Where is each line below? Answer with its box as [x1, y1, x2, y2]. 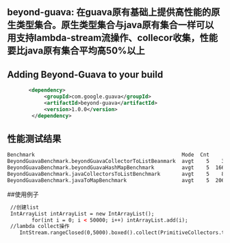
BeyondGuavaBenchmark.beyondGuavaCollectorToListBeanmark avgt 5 [7, 158, 210, 165]
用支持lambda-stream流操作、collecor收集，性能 [7, 32, 218, 44]
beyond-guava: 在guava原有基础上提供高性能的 [7, 6, 212, 18]
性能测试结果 [7, 133, 62, 144]
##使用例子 [7, 190, 39, 199]
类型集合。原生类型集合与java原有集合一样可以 [16, 19, 214, 31]
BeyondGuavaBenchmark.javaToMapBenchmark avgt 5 [7, 177, 210, 183]
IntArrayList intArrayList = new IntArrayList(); [10, 210, 155, 217]
